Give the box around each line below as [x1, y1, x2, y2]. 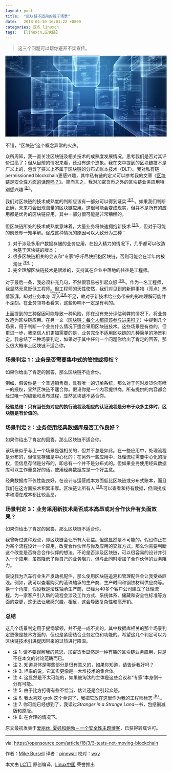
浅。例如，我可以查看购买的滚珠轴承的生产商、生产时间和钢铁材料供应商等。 [5, 580, 167, 586]
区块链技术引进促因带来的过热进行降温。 [5, 638, 91, 644]
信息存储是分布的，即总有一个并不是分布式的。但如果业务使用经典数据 [18, 460, 167, 467]
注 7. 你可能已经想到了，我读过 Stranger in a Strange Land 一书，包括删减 [12, 701, 166, 708]
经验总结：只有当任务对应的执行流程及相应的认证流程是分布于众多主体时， [5, 403, 162, 409]
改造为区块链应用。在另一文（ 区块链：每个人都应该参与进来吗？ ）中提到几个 [5, 317, 167, 323]
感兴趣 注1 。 [9, 185, 35, 192]
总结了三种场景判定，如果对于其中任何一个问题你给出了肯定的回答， [18, 336, 162, 342]
